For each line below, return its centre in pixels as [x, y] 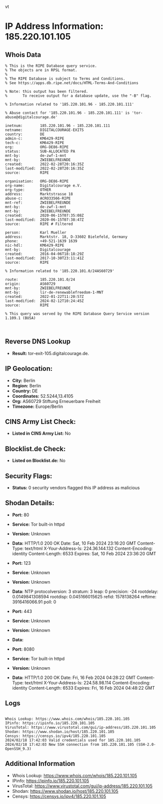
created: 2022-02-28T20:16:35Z [44, 164]
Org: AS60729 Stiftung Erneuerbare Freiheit [56, 401]
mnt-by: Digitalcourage [38, 250]
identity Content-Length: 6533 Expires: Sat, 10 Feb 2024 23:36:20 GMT [84, 553]
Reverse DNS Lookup [38, 342]
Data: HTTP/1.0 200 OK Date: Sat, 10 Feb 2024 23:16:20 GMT [74, 543]
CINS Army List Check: [41, 422]
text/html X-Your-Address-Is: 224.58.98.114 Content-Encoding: [87, 682]
